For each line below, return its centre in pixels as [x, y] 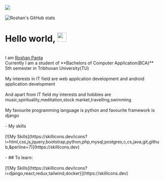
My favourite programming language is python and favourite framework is [80, 110]
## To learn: [20, 157]
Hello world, [30, 39]
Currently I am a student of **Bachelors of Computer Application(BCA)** [80, 63]
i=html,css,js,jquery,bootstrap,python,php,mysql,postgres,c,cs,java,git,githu [82, 141]
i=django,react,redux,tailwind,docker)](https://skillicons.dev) [67, 173]
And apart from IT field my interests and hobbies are [58, 94]
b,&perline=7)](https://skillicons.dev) [42, 147]
